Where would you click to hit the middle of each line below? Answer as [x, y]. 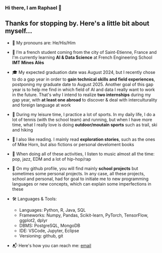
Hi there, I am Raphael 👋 [33, 8]
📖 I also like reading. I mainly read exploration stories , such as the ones [84, 139]
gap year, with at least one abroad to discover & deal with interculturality [85, 100]
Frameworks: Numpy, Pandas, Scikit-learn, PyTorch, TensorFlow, [84, 215]
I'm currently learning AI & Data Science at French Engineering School [82, 57]
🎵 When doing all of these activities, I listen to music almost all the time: [83, 154]
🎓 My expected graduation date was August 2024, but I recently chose [84, 72]
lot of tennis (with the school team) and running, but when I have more [82, 119]
